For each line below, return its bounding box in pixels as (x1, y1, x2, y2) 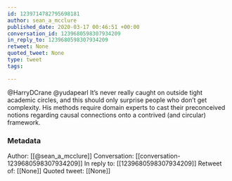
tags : (7, 63, 23, 70)
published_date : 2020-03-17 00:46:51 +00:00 (7, 23, 140, 30)
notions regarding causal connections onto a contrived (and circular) (7, 111, 206, 119)
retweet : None (7, 43, 49, 50)
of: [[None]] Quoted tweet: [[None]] (7, 166, 111, 175)
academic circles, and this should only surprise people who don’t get (7, 96, 207, 104)
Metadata (7, 135, 41, 145)
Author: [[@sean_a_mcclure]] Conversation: (7, 151, 134, 160)
